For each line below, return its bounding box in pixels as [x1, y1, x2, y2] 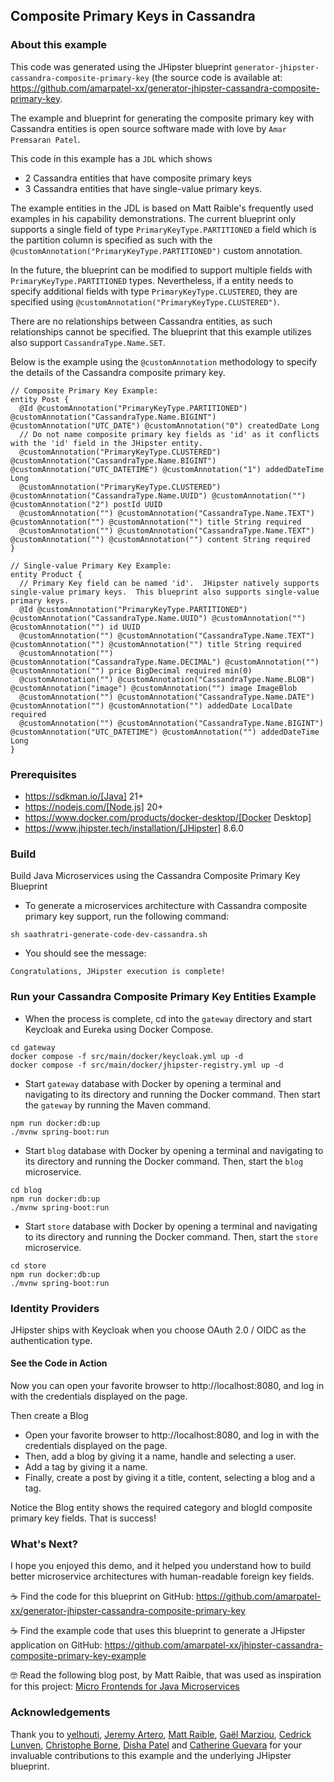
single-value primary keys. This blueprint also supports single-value [10, 587, 320, 597]
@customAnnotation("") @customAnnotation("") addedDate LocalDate [10, 700, 293, 711]
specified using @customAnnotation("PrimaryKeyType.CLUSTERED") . [10, 295, 280, 308]
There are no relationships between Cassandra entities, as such [10, 315, 273, 327]
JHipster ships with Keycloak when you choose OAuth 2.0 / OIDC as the [10, 1324, 307, 1336]
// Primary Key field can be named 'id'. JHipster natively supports [19, 578, 320, 588]
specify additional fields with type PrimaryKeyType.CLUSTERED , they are [10, 285, 298, 297]
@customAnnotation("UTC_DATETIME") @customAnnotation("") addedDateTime [10, 727, 320, 737]
